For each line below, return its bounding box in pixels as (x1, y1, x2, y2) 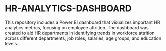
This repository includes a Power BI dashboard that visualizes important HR (5, 19, 161, 25)
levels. (5, 40, 18, 46)
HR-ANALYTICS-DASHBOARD (5, 3, 132, 14)
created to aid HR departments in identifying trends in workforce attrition (5, 30, 155, 36)
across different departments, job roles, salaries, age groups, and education (5, 35, 161, 41)
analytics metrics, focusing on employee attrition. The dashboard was (5, 24, 149, 30)
